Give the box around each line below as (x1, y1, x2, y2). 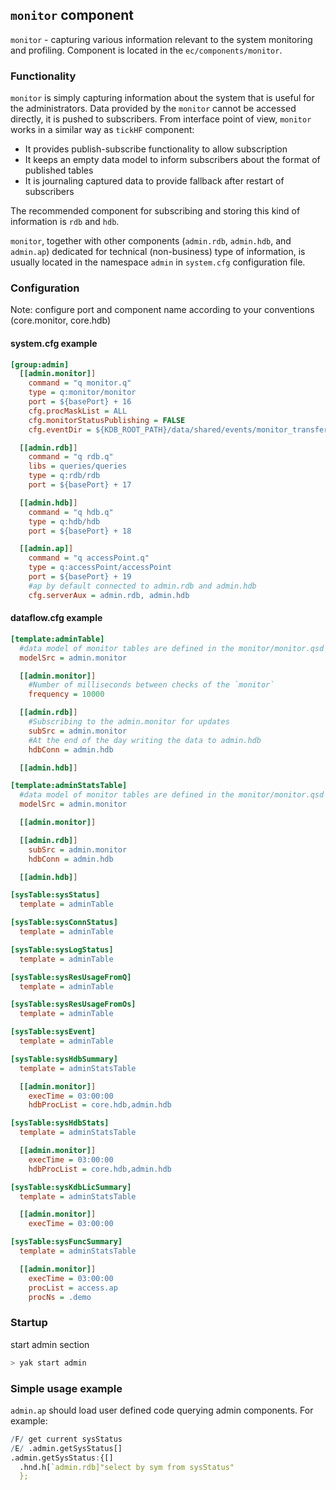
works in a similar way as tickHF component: (10, 124, 195, 136)
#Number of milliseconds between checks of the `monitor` (28, 680, 275, 690)
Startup (10, 1316, 48, 1330)
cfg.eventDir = (28, 424, 92, 435)
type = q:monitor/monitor (28, 388, 137, 398)
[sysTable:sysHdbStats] (10, 1118, 110, 1128)
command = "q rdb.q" (28, 452, 114, 462)
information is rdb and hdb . (10, 216, 120, 228)
